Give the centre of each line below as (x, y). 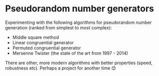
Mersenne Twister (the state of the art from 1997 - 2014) (70, 53)
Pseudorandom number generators (80, 9)
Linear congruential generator (43, 42)
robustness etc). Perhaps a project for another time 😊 (61, 68)
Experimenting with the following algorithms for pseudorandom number (79, 22)
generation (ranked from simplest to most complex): (59, 27)
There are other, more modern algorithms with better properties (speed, (79, 63)
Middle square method (35, 37)
